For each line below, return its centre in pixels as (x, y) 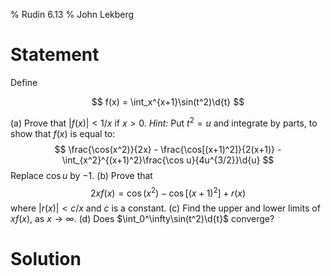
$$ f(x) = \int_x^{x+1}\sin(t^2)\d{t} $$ (168, 101)
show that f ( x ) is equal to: (63, 133)
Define (24, 82)
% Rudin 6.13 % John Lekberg (72, 14)
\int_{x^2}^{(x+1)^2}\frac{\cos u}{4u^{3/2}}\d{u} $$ (168, 160)
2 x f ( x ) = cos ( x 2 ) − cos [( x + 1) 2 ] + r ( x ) (168, 192)
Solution (46, 259)
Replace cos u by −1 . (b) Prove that (81, 175)
